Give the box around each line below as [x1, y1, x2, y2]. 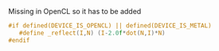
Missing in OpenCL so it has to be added [8, 7, 142, 16]
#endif [8, 36, 30, 44]
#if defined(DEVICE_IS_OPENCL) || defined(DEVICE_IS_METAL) [8, 22, 213, 30]
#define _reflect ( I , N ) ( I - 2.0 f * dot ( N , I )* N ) [18, 29, 166, 37]
